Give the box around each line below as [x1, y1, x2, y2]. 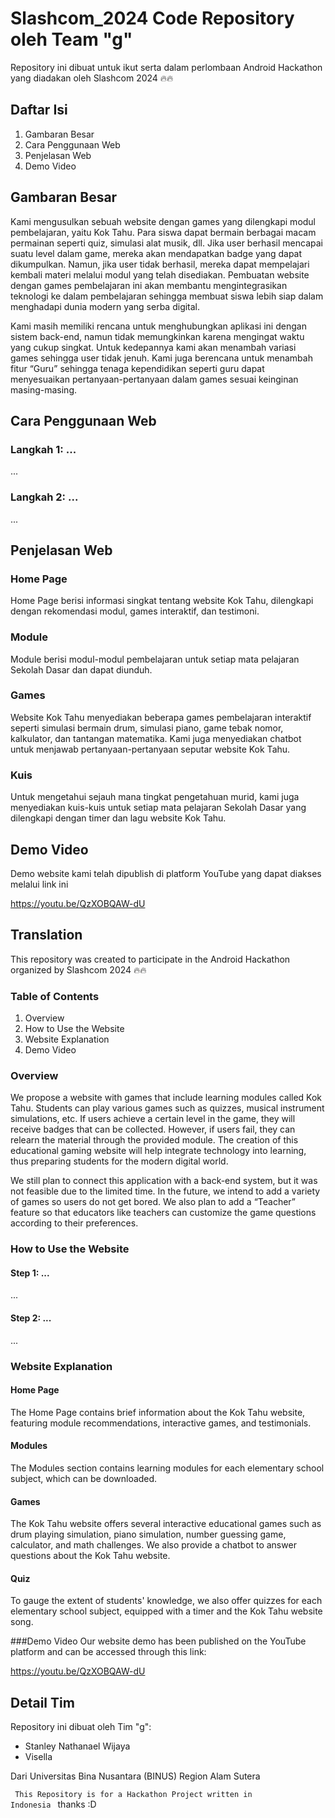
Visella [24, 1751, 53, 1763]
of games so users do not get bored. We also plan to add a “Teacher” [10, 1196, 296, 1208]
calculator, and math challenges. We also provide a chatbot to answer [10, 1539, 297, 1551]
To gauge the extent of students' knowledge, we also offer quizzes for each [10, 1595, 323, 1607]
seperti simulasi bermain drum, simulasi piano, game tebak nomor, [10, 722, 284, 734]
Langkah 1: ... [10, 442, 77, 456]
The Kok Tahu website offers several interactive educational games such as [10, 1518, 322, 1530]
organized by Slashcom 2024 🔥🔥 [10, 963, 147, 976]
